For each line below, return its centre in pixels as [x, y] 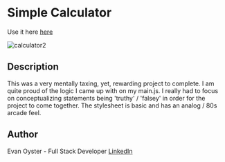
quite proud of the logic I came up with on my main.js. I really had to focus [113, 90]
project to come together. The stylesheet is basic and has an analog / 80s [112, 105]
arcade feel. [24, 112]
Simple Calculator [60, 13]
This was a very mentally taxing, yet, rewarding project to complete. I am [111, 83]
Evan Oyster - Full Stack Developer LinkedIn [70, 151]
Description [33, 67]
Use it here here [30, 32]
